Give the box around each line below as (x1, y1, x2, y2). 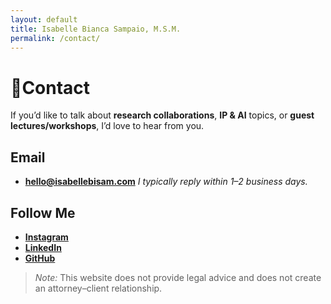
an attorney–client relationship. (34, 282, 163, 294)
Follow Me (10, 204, 76, 221)
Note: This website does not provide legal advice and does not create (34, 271, 322, 283)
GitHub (24, 252, 56, 264)
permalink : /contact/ (10, 33, 101, 43)
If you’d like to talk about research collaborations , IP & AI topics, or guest (10, 109, 315, 121)
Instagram (24, 231, 69, 243)
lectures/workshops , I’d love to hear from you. (10, 120, 205, 132)
